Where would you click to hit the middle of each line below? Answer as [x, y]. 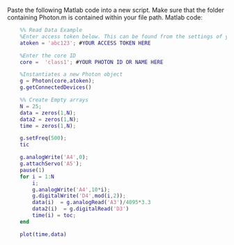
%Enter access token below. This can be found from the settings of [121, 36]
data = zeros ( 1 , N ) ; [48, 113]
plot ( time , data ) [44, 234]
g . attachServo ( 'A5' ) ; [51, 164]
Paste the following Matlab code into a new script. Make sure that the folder [116, 10]
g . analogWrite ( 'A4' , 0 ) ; [54, 158]
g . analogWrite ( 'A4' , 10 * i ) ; [71, 189]
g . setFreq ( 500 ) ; [44, 138]
